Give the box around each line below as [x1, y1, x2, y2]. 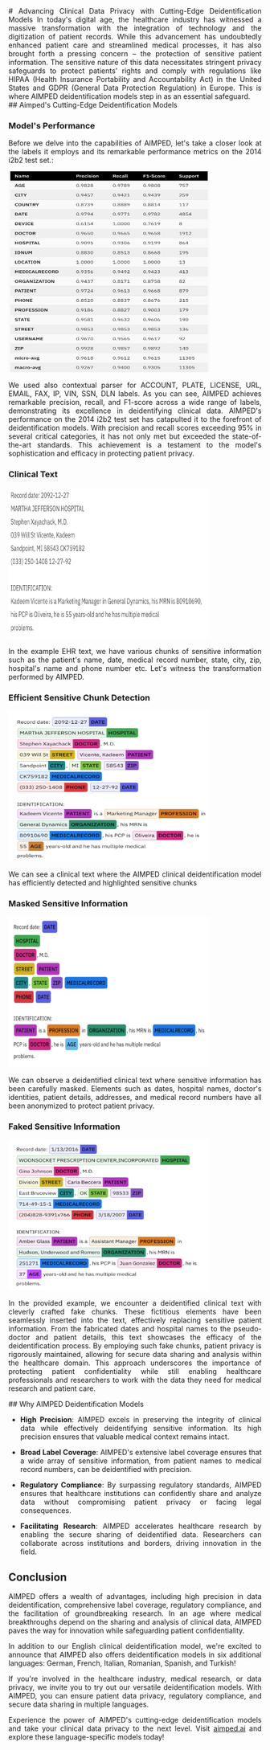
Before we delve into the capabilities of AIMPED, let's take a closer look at [8, 138, 262, 148]
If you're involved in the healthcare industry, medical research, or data [8, 1674, 262, 1684]
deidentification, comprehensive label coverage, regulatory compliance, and [8, 1601, 262, 1610]
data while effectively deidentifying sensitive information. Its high [19, 1424, 262, 1433]
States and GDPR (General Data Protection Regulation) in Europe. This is [8, 83, 262, 92]
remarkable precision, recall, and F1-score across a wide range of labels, [8, 398, 262, 407]
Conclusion [8, 1570, 67, 1584]
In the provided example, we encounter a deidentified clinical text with [8, 1298, 262, 1308]
